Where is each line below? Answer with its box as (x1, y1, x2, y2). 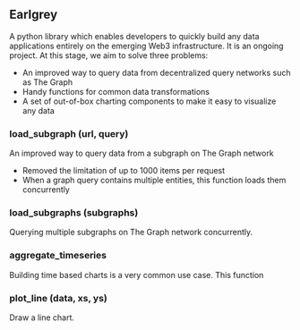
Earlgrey (9, 7, 58, 22)
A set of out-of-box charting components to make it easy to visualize (21, 96, 277, 106)
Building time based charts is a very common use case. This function (9, 269, 264, 280)
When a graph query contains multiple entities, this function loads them (21, 174, 287, 186)
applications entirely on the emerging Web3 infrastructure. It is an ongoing (9, 40, 284, 51)
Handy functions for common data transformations (21, 86, 210, 97)
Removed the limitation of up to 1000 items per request (21, 165, 226, 176)
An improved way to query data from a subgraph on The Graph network (9, 148, 275, 159)
